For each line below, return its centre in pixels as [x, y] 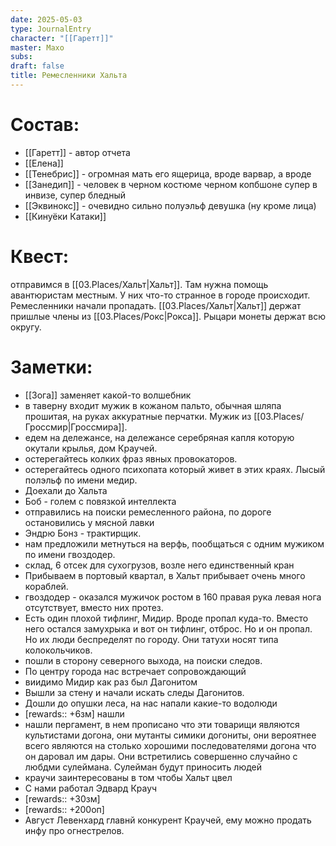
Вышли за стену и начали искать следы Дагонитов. [134, 692]
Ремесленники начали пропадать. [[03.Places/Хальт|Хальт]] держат [156, 305]
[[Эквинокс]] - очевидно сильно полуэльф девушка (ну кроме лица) [170, 205]
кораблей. [46, 586]
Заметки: [51, 367]
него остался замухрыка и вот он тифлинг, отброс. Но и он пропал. [168, 628]
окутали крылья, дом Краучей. [91, 448]
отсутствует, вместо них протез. [94, 607]
